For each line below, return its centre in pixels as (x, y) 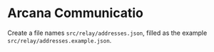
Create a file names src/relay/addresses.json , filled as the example (107, 33)
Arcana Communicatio (76, 13)
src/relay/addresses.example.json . (60, 40)
